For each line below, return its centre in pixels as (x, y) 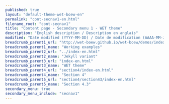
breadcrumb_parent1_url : (31, 42)
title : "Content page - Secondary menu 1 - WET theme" (64, 28)
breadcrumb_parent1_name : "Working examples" (54, 47)
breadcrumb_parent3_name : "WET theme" (46, 65)
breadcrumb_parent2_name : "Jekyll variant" (52, 56)
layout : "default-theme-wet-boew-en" (45, 14)
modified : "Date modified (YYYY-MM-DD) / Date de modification (73, 38)
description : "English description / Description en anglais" (72, 33)
